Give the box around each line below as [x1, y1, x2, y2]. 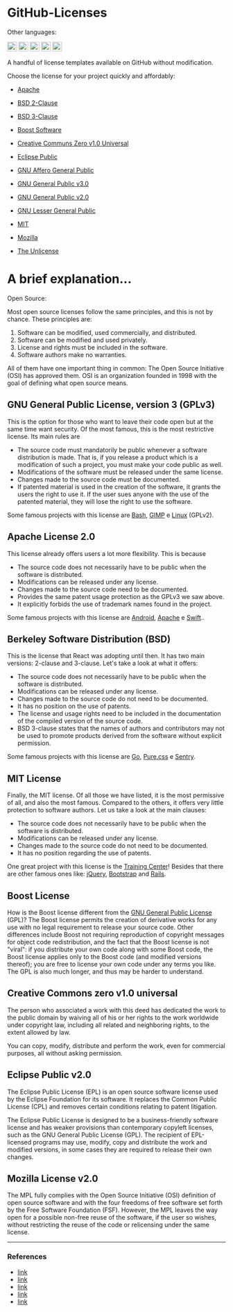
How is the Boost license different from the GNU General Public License [7, 908, 213, 917]
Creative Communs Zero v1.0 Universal [17, 139, 130, 147]
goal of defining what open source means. [7, 379, 128, 387]
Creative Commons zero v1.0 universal [7, 987, 178, 999]
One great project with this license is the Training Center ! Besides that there [7, 862, 224, 871]
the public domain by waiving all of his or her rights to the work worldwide [7, 1013, 219, 1022]
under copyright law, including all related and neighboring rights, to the [7, 1020, 210, 1029]
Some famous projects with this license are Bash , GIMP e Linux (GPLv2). [7, 511, 214, 519]
